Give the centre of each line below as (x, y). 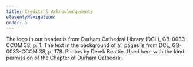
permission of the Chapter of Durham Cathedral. (65, 58)
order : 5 (17, 22)
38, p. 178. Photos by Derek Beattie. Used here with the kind (112, 52)
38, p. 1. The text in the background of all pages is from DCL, (97, 45)
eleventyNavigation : (31, 17)
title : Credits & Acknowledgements (50, 11)
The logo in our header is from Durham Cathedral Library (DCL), (84, 39)
